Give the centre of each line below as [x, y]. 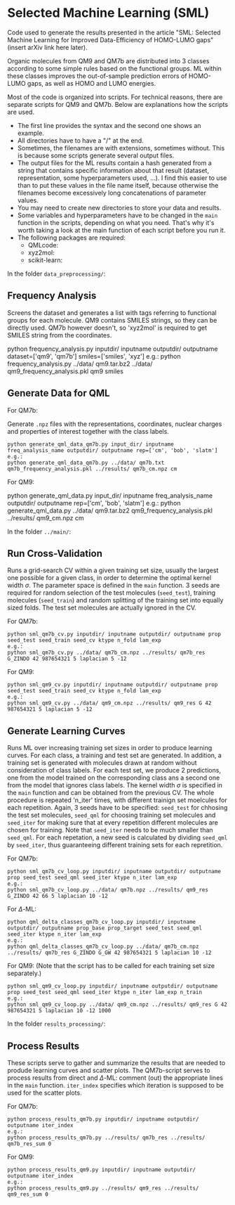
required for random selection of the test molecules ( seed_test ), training [112, 593]
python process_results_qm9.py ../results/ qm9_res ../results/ [103, 1188]
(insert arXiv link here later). [47, 47]
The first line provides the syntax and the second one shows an [109, 125]
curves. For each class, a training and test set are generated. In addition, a [115, 755]
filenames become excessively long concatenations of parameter [112, 193]
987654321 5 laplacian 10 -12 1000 [59, 1011]
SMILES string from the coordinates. [60, 335]
